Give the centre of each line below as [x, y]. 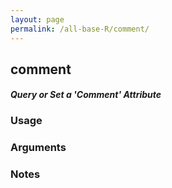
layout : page [37, 19]
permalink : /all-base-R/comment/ [80, 29]
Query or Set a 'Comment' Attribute [86, 95]
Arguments [38, 148]
